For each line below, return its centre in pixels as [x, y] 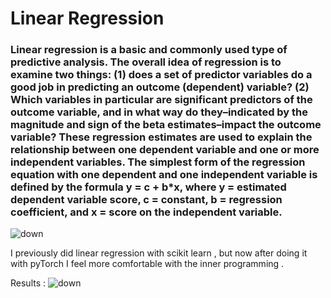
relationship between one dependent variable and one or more [165, 150]
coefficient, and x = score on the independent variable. [146, 212]
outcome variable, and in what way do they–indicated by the [159, 112]
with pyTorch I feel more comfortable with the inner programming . [147, 264]
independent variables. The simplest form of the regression [158, 162]
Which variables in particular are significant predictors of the [161, 100]
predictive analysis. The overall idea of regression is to [146, 62]
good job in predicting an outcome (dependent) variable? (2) [160, 87]
